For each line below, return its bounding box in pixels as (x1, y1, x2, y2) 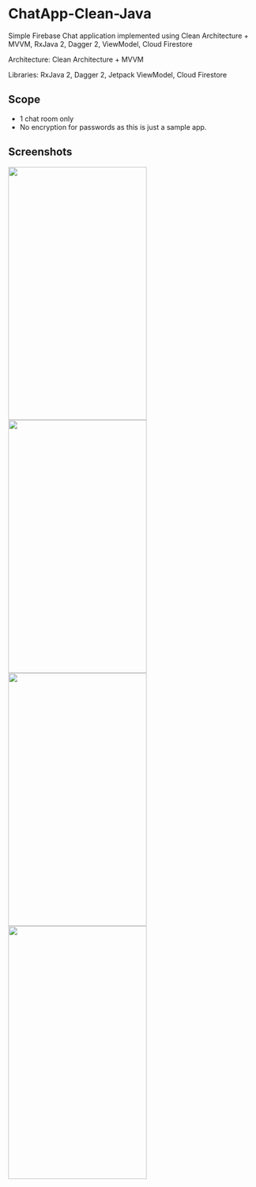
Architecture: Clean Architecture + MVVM (8, 55, 144, 64)
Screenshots (8, 146, 73, 159)
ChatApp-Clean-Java (8, 5, 152, 23)
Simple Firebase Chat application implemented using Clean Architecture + (8, 31, 249, 40)
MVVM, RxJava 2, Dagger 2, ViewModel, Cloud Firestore (8, 39, 193, 48)
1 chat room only (19, 114, 74, 123)
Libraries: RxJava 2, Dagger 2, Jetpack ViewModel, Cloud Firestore (8, 70, 228, 79)
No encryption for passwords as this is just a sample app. (19, 122, 207, 131)
